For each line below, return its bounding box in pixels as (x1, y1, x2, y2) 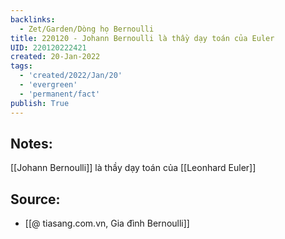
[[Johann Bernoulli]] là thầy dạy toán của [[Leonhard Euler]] (10, 162, 257, 174)
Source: (10, 191, 61, 208)
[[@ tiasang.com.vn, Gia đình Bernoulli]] (24, 217, 190, 230)
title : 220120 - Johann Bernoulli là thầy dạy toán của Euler (10, 33, 275, 43)
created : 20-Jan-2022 (10, 52, 101, 62)
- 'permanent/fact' (19, 89, 101, 99)
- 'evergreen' (19, 80, 78, 90)
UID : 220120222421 (10, 42, 87, 53)
